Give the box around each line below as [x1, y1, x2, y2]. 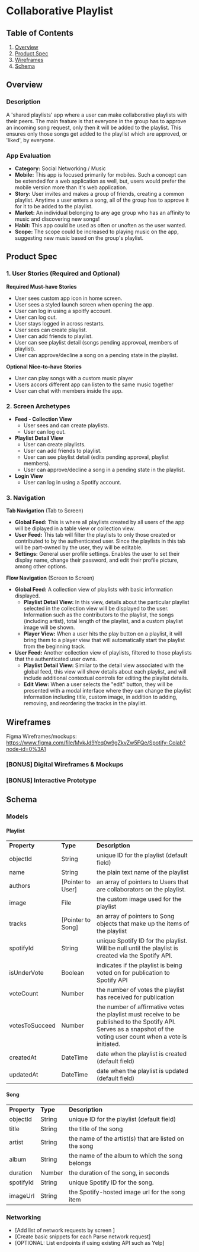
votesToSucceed [9, 1022, 56, 1030]
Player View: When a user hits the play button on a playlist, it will [23, 630, 182, 637]
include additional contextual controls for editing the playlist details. [23, 674, 189, 682]
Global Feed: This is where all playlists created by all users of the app [14, 519, 185, 526]
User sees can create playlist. [14, 326, 88, 333]
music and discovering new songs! [14, 215, 100, 223]
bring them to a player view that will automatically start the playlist [23, 637, 185, 644]
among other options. [14, 563, 68, 570]
